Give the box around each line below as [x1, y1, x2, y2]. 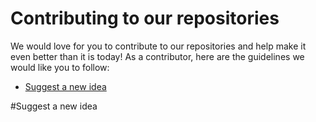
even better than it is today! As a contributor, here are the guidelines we [10, 50, 305, 62]
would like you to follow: [10, 61, 110, 73]
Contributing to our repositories [10, 7, 280, 30]
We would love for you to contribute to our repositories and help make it [10, 40, 307, 52]
